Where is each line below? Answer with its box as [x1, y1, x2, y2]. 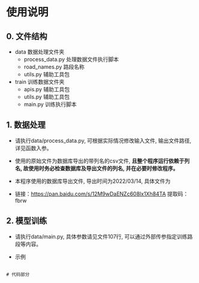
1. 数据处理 [6, 120, 46, 130]
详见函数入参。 [14, 144, 52, 152]
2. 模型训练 [6, 216, 47, 226]
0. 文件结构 [6, 31, 47, 41]
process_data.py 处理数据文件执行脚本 [23, 56, 119, 63]
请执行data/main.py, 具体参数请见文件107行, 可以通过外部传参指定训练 [14, 233, 188, 240]
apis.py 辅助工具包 [23, 86, 70, 93]
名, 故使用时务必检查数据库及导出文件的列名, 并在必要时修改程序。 [14, 164, 179, 171]
